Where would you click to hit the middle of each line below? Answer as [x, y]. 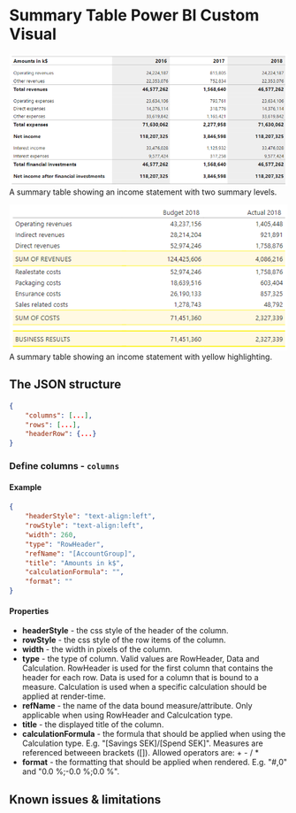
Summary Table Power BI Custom [134, 15]
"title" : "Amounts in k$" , [75, 563]
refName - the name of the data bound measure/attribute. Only [137, 706]
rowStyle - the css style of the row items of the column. [124, 640]
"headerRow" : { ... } [61, 434]
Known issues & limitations [85, 799]
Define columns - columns [65, 466]
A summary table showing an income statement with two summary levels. [143, 192]
